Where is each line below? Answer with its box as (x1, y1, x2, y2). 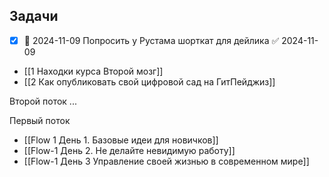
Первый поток (9, 114, 71, 126)
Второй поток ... (9, 95, 77, 107)
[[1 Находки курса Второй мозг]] (23, 65, 164, 77)
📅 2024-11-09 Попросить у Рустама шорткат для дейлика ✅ (23, 34, 280, 46)
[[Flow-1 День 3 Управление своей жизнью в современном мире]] (23, 155, 310, 167)
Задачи (9, 8, 59, 25)
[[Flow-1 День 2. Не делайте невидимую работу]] (23, 144, 236, 156)
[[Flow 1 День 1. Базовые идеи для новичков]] (23, 134, 219, 146)
